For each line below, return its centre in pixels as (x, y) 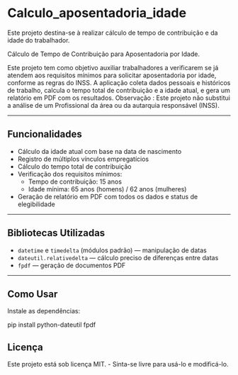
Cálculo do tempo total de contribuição (74, 166)
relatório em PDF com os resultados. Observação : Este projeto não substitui (119, 98)
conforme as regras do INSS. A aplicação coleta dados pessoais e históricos (119, 82)
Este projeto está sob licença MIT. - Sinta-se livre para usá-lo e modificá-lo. (118, 364)
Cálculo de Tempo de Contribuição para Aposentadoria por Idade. (104, 54)
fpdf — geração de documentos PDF (72, 265)
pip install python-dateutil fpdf (52, 325)
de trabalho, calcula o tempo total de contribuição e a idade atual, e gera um (119, 90)
